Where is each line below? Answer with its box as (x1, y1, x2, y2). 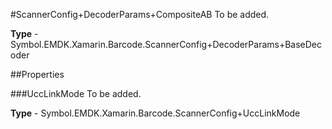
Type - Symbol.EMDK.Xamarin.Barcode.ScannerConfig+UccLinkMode (10, 107, 301, 119)
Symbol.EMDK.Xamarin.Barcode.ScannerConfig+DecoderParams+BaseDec (10, 39, 323, 50)
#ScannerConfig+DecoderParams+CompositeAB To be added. (10, 9, 270, 20)
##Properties (10, 69, 65, 80)
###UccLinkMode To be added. (10, 88, 142, 99)
